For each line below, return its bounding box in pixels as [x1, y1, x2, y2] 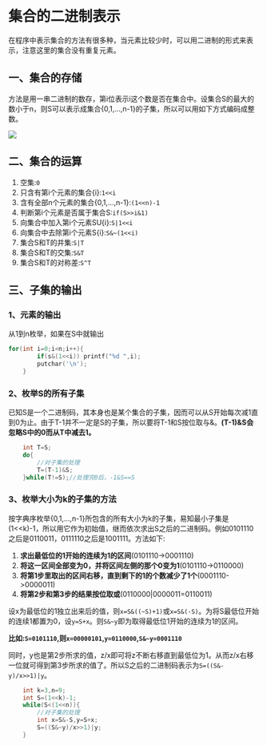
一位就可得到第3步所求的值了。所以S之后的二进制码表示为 [8, 660, 200, 670]
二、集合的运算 [8, 155, 82, 168]
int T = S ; [22, 444, 52, 452]
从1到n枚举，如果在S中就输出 [8, 329, 104, 339]
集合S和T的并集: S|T [19, 237, 85, 247]
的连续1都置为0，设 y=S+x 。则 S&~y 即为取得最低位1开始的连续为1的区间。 [8, 616, 243, 626]
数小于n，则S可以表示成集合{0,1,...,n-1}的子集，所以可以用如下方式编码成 [8, 103, 248, 113]
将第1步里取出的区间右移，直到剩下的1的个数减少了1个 [19, 571, 197, 580]
